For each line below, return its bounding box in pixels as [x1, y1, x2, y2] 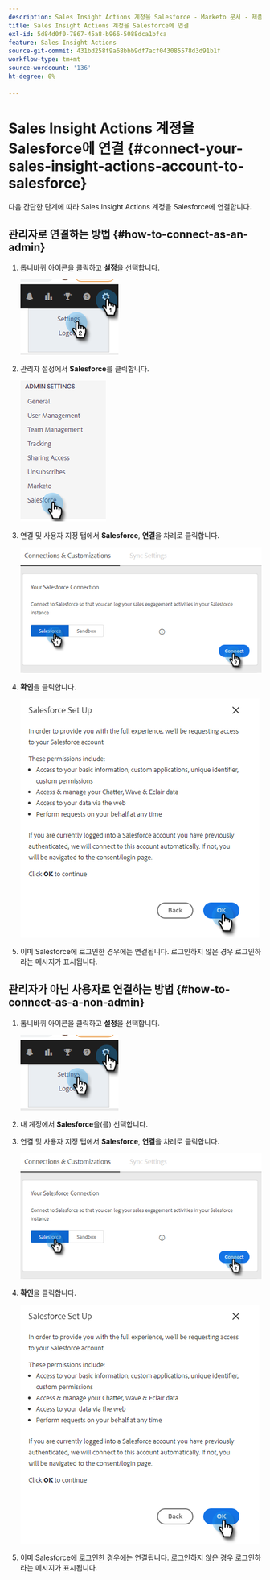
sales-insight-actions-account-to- [8, 157, 245, 175]
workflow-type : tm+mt [8, 56, 81, 64]
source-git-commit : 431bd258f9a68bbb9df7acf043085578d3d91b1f [8, 47, 221, 56]
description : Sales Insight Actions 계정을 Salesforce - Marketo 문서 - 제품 [8, 13, 264, 21]
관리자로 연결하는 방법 [8, 227, 111, 241]
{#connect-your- [127, 139, 243, 157]
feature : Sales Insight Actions [8, 39, 117, 47]
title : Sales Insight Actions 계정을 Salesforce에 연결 [8, 21, 190, 30]
